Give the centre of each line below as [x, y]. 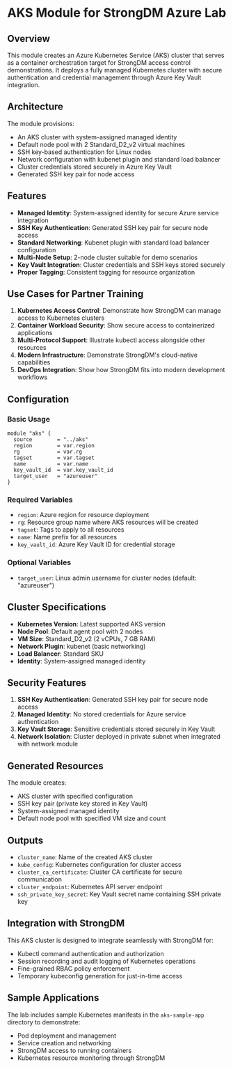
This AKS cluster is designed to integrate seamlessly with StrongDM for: [110, 940]
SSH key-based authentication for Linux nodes [84, 152]
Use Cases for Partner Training [75, 294]
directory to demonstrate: [44, 1022]
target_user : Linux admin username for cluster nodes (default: [107, 578]
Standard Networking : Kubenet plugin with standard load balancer [113, 243]
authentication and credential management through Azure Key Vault [104, 77]
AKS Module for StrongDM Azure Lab [117, 13]
